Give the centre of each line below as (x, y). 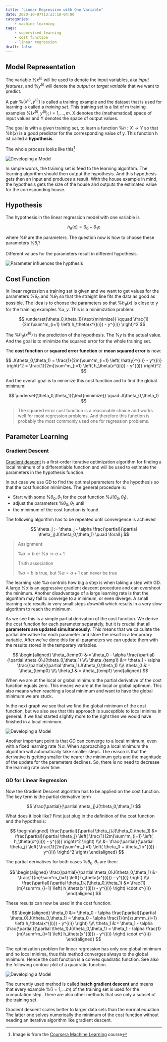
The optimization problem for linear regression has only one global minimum (83, 949)
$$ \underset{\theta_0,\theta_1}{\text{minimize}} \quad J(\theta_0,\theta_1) (84, 395)
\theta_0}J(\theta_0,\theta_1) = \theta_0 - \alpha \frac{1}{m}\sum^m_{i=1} (84, 918)
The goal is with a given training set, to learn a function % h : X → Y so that (82, 128)
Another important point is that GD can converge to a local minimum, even (81, 741)
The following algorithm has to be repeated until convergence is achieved (81, 520)
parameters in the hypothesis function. (45, 472)
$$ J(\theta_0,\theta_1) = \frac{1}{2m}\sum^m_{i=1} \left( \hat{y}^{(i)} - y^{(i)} (84, 360)
